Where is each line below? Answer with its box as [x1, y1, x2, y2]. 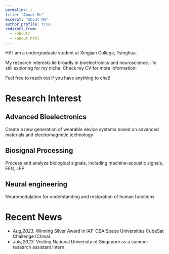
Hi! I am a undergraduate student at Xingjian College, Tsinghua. [5, 49, 137, 56]
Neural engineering [5, 180, 68, 188]
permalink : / [5, 7, 33, 13]
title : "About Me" [5, 12, 44, 17]
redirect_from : [5, 26, 37, 31]
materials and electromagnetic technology [5, 132, 94, 138]
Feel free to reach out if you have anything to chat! [5, 75, 111, 81]
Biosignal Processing [5, 146, 73, 155]
